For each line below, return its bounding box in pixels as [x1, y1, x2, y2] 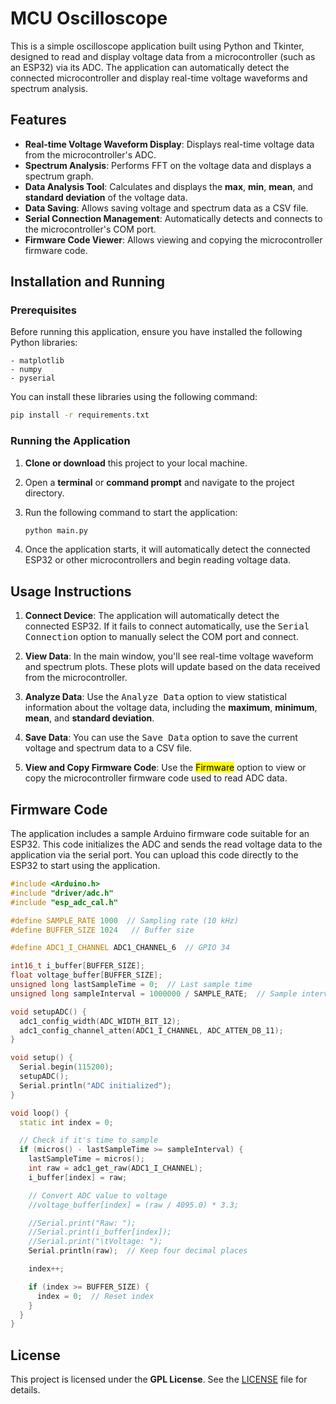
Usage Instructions [10, 583, 132, 600]
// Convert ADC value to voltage [28, 1190, 168, 1201]
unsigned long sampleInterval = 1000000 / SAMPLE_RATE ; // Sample [10, 988, 298, 999]
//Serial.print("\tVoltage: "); [28, 1237, 163, 1247]
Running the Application [10, 434, 131, 448]
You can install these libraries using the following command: [10, 391, 258, 403]
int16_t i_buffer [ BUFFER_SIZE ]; [10, 961, 145, 971]
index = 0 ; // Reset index [36, 1291, 155, 1301]
